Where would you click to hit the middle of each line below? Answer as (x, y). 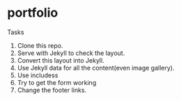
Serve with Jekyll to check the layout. (71, 53)
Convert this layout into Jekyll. (61, 60)
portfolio (33, 13)
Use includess (38, 75)
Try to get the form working (57, 82)
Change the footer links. (52, 90)
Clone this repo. (40, 45)
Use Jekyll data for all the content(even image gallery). (96, 68)
